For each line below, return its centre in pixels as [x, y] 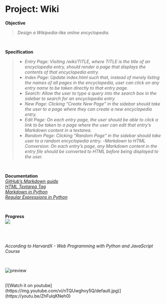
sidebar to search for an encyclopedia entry [70, 99]
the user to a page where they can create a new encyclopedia [88, 109]
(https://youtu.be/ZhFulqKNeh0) [38, 296]
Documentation [22, 176]
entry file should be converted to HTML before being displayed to [91, 151]
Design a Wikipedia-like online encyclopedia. [63, 32]
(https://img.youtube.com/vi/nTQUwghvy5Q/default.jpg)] [63, 291]
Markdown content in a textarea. [58, 130]
